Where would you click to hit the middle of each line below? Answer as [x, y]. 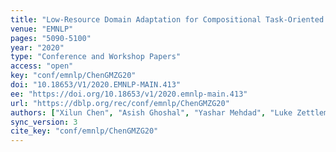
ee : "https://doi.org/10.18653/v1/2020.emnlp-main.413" [129, 94]
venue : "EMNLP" [42, 29]
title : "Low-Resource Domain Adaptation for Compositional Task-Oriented [167, 19]
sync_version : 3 [44, 122]
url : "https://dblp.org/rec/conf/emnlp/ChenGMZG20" [120, 103]
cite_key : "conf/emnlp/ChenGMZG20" [84, 131]
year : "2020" [37, 47]
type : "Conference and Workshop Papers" [96, 57]
